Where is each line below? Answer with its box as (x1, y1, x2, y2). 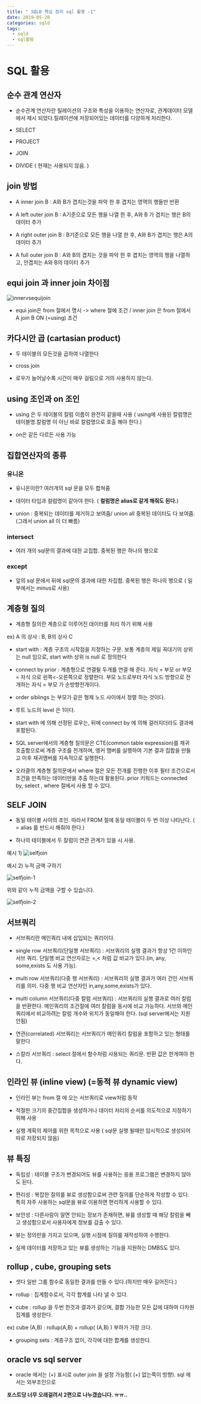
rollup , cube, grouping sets (7, 1262, 111, 1272)
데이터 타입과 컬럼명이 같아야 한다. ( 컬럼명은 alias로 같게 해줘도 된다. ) (15, 497, 179, 504)
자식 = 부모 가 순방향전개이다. (31, 681, 100, 689)
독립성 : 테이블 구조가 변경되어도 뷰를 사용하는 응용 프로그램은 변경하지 (15, 1170, 180, 1178)
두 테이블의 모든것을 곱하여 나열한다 (15, 350, 99, 357)
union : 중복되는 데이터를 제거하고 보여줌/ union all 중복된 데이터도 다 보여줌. (15, 510, 195, 517)
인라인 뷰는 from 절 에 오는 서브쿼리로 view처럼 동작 (15, 1094, 138, 1101)
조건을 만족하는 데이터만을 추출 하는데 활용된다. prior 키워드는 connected (15, 775, 188, 782)
